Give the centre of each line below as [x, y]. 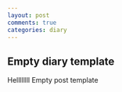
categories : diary [37, 30]
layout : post [29, 15]
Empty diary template [61, 61]
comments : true [32, 23]
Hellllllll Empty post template [53, 80]
